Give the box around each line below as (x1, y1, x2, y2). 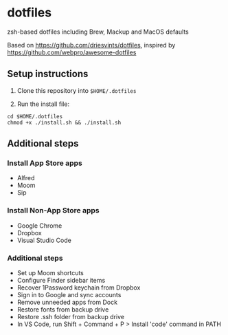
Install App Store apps (7, 158, 82, 168)
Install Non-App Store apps (7, 206, 100, 215)
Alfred (16, 174, 35, 182)
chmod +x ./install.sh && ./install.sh (7, 119, 122, 126)
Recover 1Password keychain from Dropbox (16, 283, 141, 292)
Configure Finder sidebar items (16, 277, 106, 285)
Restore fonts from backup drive (16, 305, 109, 314)
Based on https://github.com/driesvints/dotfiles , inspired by (7, 41, 176, 49)
